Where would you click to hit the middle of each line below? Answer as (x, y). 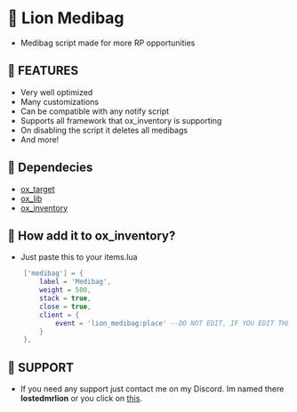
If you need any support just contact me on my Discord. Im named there (152, 389)
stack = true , (65, 298)
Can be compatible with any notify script (95, 111)
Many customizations (59, 101)
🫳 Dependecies (50, 168)
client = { (60, 315)
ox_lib (31, 198)
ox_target (37, 189)
